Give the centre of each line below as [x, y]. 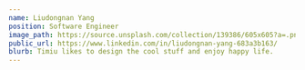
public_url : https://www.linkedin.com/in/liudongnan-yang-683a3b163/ [143, 43]
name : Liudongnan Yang [51, 18]
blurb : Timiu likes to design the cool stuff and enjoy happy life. [141, 52]
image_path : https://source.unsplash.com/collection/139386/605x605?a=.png [155, 35]
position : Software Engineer [64, 26]
